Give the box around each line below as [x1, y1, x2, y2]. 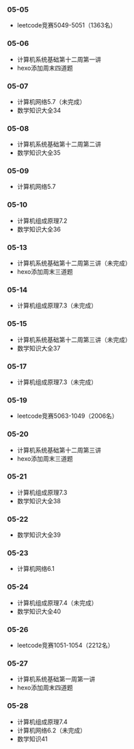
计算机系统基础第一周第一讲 [16, 675, 96, 683]
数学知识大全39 [16, 531, 62, 539]
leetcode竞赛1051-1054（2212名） [16, 642, 114, 650]
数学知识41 [16, 735, 48, 743]
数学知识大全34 [16, 106, 62, 114]
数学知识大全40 [16, 607, 62, 615]
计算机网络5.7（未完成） [16, 97, 86, 105]
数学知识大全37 [16, 344, 61, 352]
